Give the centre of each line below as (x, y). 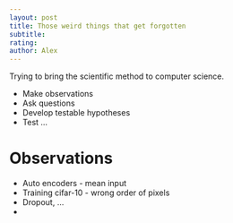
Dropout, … (43, 202)
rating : (24, 43)
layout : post (34, 17)
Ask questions (48, 103)
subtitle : (28, 34)
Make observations (58, 94)
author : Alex (34, 51)
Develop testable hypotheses (76, 113)
